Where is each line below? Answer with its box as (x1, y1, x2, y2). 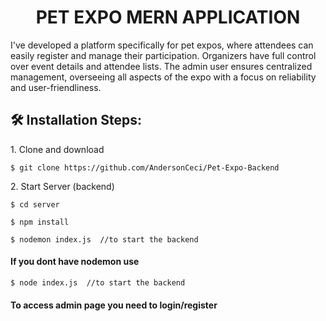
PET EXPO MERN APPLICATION (35, 6, 301, 29)
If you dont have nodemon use (10, 256, 140, 268)
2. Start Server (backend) (10, 180, 115, 192)
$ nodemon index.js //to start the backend (10, 234, 199, 245)
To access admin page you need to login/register (10, 299, 218, 311)
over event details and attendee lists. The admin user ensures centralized (10, 60, 313, 72)
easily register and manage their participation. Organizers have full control (10, 49, 317, 61)
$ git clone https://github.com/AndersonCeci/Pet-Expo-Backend (10, 162, 280, 173)
